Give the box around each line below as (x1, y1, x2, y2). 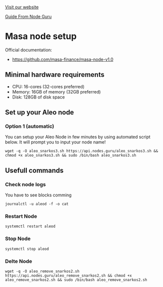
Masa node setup (5, 31, 77, 42)
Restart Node (5, 213, 38, 220)
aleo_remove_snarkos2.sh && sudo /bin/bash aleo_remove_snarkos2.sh (5, 278, 147, 283)
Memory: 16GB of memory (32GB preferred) (12, 89, 101, 95)
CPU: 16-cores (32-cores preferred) (12, 83, 84, 90)
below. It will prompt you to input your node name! (5, 139, 106, 145)
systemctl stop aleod (5, 246, 49, 251)
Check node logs (5, 181, 46, 188)
